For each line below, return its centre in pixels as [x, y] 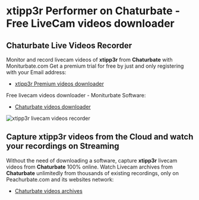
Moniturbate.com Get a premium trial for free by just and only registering [95, 66]
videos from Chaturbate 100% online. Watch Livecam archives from [90, 167]
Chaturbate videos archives [49, 191]
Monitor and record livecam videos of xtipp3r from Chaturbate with [89, 60]
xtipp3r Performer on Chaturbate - [93, 11]
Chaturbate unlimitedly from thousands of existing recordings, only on [93, 173]
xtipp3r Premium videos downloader [59, 84]
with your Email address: [36, 72]
